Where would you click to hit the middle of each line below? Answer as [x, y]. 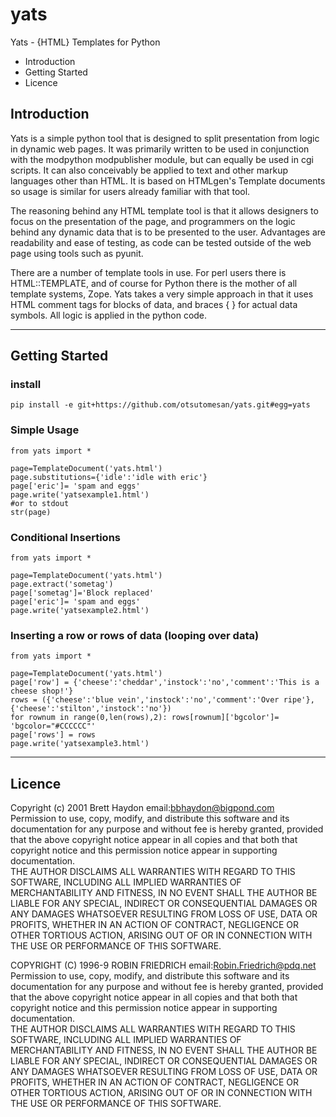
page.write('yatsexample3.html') [80, 744]
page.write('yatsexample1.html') [80, 494]
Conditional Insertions [65, 537]
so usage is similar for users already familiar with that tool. [130, 191]
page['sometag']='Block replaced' [82, 593]
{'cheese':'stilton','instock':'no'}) [91, 709]
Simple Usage [45, 430]
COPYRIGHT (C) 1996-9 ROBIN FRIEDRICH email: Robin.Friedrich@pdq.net [163, 965]
